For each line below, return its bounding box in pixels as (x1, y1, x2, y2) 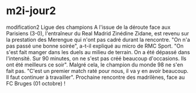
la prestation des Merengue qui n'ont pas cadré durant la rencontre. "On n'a (6, 36, 190, 43)
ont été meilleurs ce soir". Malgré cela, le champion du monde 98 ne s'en (6, 61, 184, 68)
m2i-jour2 (6, 4, 57, 18)
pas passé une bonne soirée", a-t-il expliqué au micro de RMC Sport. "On (6, 42, 184, 49)
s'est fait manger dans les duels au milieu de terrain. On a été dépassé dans (6, 48, 190, 55)
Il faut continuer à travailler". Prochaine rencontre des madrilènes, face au (6, 74, 185, 81)
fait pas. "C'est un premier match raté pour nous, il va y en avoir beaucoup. (6, 67, 188, 74)
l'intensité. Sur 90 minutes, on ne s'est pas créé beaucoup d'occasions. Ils (6, 55, 187, 62)
